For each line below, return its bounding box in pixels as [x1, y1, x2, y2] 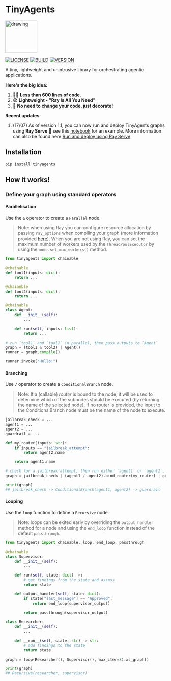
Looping [5, 498, 23, 504]
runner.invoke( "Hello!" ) [5, 359, 58, 364]
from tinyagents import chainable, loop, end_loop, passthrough [5, 540, 145, 545]
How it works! [5, 176, 50, 185]
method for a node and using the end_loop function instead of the [17, 525, 155, 531]
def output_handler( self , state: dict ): [14, 591, 101, 596]
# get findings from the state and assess [23, 578, 115, 583]
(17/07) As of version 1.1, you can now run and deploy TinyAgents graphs [12, 122, 165, 128]
